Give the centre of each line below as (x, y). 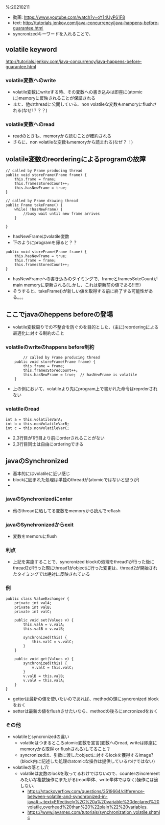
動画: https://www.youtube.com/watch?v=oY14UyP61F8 (69, 17)
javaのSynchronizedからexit (40, 525)
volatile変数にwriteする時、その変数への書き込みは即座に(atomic (77, 92)
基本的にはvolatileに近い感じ (41, 473)
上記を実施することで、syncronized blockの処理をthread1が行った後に (83, 562)
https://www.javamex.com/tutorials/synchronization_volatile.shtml (94, 812)
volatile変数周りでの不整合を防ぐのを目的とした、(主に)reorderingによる (85, 327)
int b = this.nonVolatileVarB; (37, 424)
